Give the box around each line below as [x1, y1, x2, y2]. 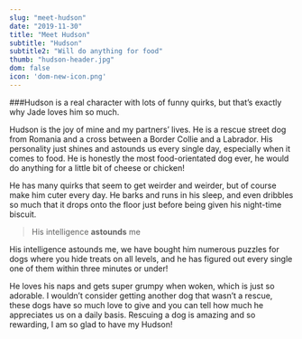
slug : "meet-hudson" [9, 13, 87, 23]
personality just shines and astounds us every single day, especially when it [9, 143, 291, 154]
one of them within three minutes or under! [9, 263, 169, 274]
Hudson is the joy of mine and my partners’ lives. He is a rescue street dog [9, 124, 287, 135]
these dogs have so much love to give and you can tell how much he [9, 299, 264, 310]
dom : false [9, 64, 50, 73]
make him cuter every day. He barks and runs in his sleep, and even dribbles [9, 189, 294, 200]
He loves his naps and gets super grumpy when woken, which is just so [9, 280, 275, 291]
